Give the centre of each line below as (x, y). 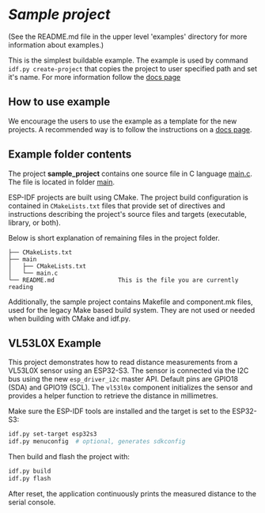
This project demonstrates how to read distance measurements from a (123, 363)
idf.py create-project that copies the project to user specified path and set (133, 68)
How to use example (59, 102)
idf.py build (30, 471)
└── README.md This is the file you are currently (123, 280)
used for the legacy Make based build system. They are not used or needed (132, 310)
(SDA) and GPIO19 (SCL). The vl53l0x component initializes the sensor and (131, 388)
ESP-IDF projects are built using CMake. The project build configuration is (129, 197)
